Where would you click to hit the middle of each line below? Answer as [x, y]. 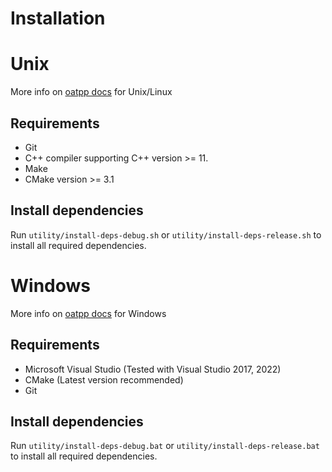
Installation [58, 18]
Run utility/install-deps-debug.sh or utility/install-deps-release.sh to [166, 234]
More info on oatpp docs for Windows [88, 313]
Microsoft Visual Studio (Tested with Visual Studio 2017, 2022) [153, 369]
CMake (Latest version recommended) [104, 379]
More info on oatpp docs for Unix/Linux [91, 92]
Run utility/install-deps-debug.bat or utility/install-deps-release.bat [165, 446]
